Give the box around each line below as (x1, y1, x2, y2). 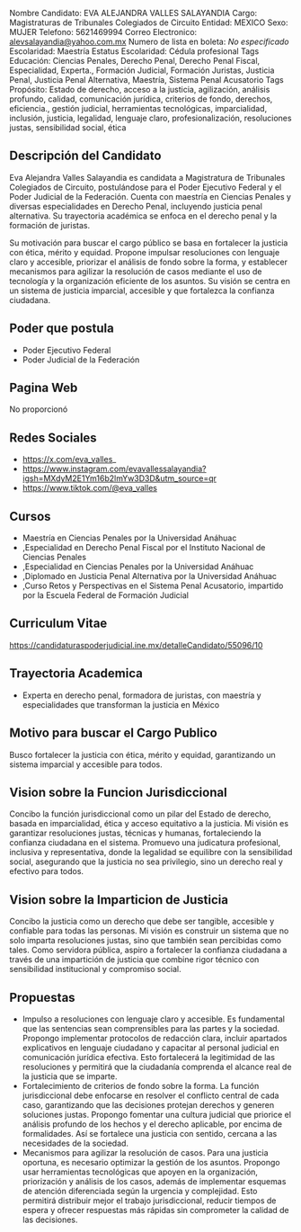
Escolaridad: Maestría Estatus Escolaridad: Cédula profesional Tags (9, 46, 260, 57)
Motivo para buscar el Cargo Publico (9, 726, 217, 741)
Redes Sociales (9, 430, 97, 445)
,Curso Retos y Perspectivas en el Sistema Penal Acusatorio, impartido (22, 580, 284, 592)
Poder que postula (9, 321, 114, 336)
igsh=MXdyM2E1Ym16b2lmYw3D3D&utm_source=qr (22, 473, 217, 484)
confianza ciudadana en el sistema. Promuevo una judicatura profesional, (9, 837, 281, 848)
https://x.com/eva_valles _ (22, 454, 117, 465)
